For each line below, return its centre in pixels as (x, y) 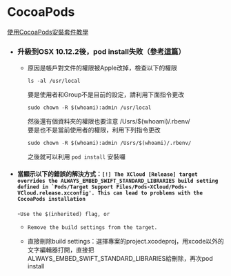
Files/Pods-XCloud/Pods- (152, 187)
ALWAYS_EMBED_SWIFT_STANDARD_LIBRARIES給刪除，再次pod (120, 259)
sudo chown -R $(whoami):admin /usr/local (89, 108)
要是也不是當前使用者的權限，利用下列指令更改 (94, 130)
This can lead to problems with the (150, 193)
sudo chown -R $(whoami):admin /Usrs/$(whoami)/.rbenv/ (109, 143)
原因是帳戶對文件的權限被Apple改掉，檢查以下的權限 (102, 68)
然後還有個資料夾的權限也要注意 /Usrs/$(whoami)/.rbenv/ (109, 121)
